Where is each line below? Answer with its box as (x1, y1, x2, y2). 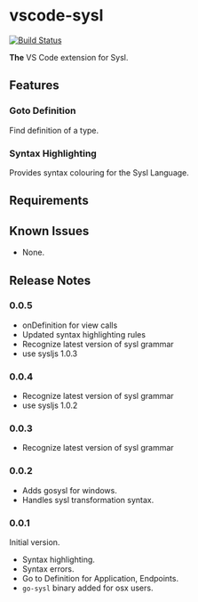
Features (9, 77, 59, 94)
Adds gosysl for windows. (21, 484, 117, 495)
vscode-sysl (9, 5, 104, 26)
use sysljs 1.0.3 (21, 348, 78, 359)
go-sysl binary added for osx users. (21, 582, 154, 593)
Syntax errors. (21, 564, 75, 574)
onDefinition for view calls (21, 320, 118, 330)
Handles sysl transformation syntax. (21, 494, 154, 505)
